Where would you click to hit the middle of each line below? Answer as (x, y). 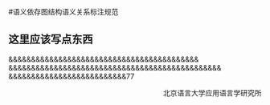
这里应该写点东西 (51, 40)
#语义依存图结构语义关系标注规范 (63, 12)
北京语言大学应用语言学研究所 (213, 93)
